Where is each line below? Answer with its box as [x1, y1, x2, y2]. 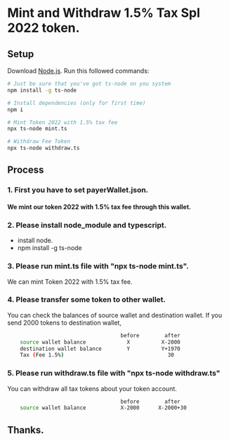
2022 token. [7, 20, 80, 36]
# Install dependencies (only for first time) [7, 99, 146, 106]
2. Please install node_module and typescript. [7, 220, 167, 230]
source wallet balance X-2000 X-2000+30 [20, 404, 188, 411]
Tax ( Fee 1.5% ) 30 [20, 352, 174, 359]
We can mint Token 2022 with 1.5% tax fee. [7, 277, 133, 286]
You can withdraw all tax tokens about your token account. [7, 384, 177, 392]
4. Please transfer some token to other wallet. [7, 294, 166, 304]
